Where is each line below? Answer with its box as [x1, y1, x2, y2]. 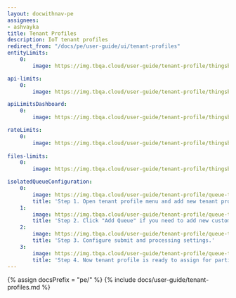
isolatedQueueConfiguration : [7, 178, 93, 186]
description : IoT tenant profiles [7, 36, 109, 43]
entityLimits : [7, 50, 49, 57]
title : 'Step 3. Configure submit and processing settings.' [32, 237, 216, 244]
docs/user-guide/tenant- [137, 276, 209, 284]
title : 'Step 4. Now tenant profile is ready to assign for [32, 257, 212, 264]
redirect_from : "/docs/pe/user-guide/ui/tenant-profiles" [7, 43, 181, 50]
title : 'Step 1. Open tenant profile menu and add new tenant [32, 198, 218, 205]
